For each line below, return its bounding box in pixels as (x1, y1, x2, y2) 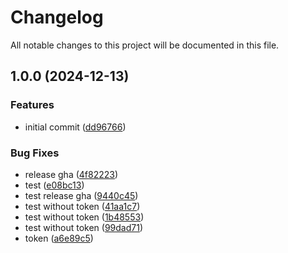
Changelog (10, 6, 104, 29)
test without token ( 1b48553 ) (24, 211, 145, 223)
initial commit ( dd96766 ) (24, 121, 127, 133)
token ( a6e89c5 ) (24, 232, 94, 244)
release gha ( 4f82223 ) (24, 168, 119, 180)
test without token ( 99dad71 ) (24, 221, 143, 233)
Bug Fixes (10, 146, 60, 160)
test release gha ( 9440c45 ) (24, 189, 139, 201)
